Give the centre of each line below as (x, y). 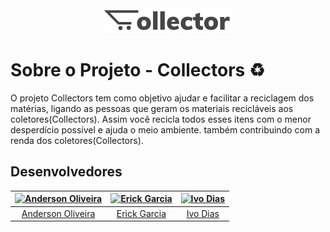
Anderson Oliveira (58, 213)
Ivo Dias (203, 213)
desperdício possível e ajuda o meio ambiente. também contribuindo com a (165, 129)
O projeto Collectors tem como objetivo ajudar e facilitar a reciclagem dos (162, 98)
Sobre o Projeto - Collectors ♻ (137, 70)
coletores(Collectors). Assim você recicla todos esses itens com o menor (161, 119)
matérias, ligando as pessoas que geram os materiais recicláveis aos (152, 108)
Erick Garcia (141, 213)
